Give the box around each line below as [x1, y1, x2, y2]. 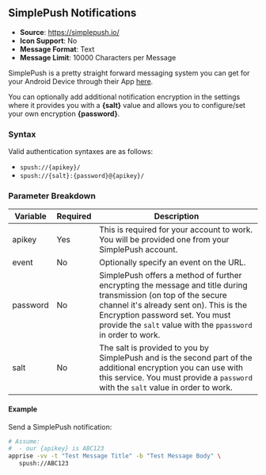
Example [8, 404, 38, 414]
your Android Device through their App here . [8, 76, 154, 86]
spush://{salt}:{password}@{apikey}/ [19, 172, 145, 180]
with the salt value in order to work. [98, 382, 234, 393]
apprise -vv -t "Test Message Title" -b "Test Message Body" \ [8, 452, 222, 460]
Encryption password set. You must [98, 310, 231, 321]
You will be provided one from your [98, 234, 230, 245]
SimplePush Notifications [8, 6, 137, 20]
